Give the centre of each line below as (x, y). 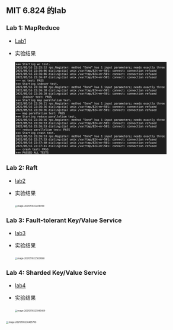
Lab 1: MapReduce (33, 28)
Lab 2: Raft (22, 168)
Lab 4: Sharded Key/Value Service (56, 272)
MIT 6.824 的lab (36, 11)
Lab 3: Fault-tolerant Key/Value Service (64, 220)
